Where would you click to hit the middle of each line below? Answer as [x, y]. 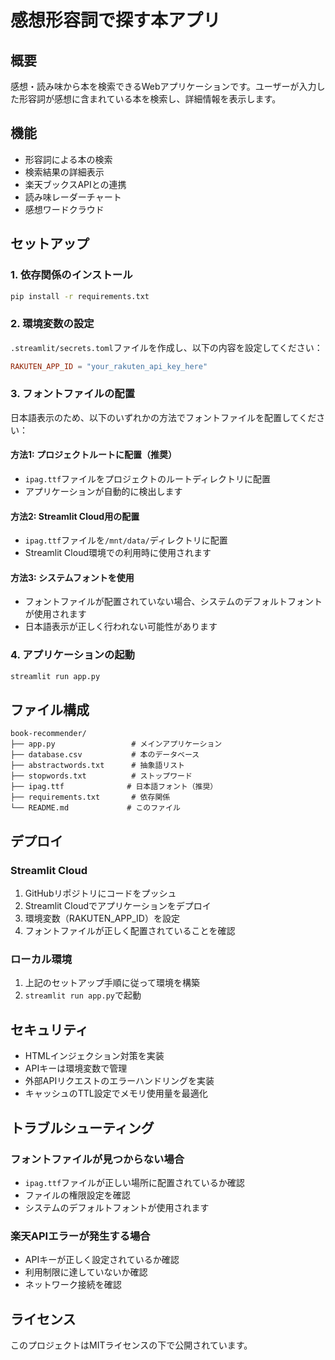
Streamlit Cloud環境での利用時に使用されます [118, 553]
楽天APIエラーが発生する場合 [80, 1236]
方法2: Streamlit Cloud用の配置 [75, 516]
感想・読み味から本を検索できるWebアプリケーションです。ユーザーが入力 [163, 86]
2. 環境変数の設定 [52, 324]
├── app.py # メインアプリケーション [116, 744]
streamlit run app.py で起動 [83, 995]
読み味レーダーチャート [73, 197]
